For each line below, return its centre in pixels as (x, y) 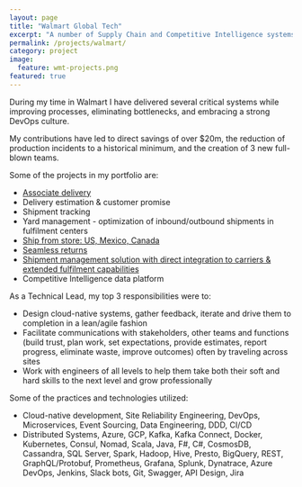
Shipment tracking (56, 212)
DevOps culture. (40, 121)
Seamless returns (55, 249)
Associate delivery (57, 192)
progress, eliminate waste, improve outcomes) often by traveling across (155, 351)
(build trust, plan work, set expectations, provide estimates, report (145, 342)
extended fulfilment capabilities (80, 269)
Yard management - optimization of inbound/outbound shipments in (148, 221)
